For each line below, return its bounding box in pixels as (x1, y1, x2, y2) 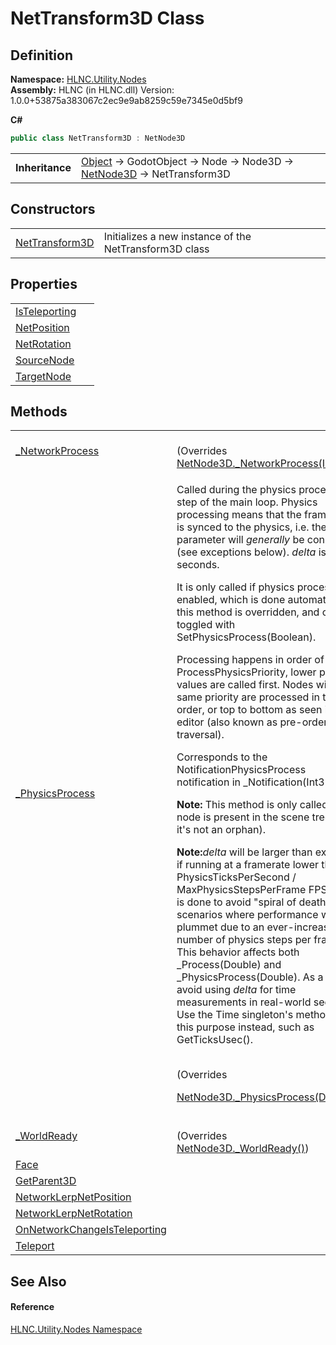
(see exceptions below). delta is (176, 545, 327, 559)
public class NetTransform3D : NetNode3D (10, 133, 186, 143)
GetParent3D (15, 1174, 77, 1188)
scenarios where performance (176, 908, 319, 922)
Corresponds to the (176, 750, 268, 764)
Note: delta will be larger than (176, 845, 313, 859)
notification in (176, 775, 241, 789)
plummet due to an (176, 920, 265, 934)
